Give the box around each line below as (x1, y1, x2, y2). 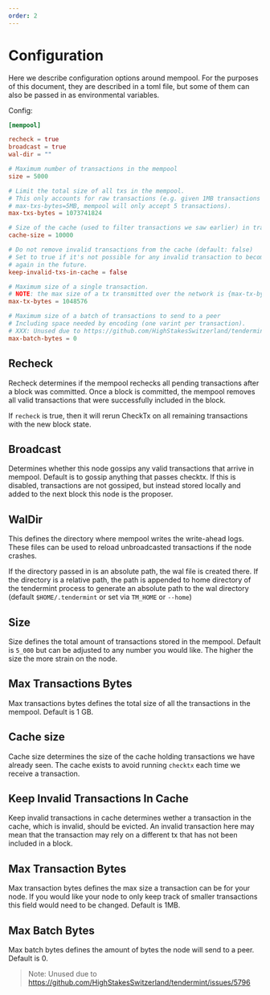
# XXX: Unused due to (8, 327, 81, 335)
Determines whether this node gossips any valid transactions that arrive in (8, 463, 255, 474)
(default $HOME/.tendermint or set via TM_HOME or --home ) (8, 592, 193, 602)
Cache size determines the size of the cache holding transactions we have (8, 752, 256, 761)
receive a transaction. (8, 769, 80, 778)
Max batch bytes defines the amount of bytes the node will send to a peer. (8, 945, 255, 954)
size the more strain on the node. (8, 654, 118, 663)
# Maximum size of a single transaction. (8, 283, 149, 291)
